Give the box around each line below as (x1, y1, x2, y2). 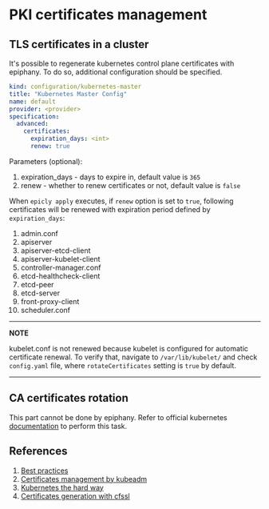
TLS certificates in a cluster (9, 38, 149, 51)
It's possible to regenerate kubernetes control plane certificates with (9, 58, 235, 68)
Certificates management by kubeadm (20, 474, 148, 483)
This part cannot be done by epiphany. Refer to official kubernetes (9, 412, 227, 422)
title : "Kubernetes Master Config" (9, 90, 128, 98)
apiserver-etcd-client (20, 246, 91, 255)
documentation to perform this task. (9, 421, 128, 431)
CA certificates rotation (9, 391, 129, 405)
